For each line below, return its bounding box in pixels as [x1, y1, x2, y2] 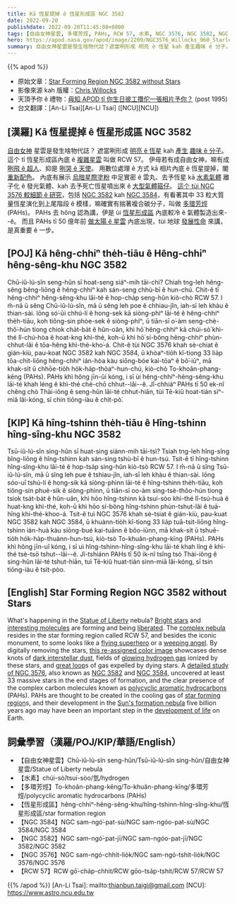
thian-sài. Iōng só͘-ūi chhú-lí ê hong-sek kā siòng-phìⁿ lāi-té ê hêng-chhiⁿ [7, 309, 220, 317]
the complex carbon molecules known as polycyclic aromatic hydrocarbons [7, 684, 227, 692]
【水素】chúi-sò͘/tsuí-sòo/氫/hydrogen [17, 774, 129, 783]
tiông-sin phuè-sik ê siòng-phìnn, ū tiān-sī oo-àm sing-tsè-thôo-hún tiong [7, 487, 223, 495]
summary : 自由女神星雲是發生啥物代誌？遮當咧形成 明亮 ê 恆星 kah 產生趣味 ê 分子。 [7, 43, 231, 50]
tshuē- [200, 526, 220, 535]
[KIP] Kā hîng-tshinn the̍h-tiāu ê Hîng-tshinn [7, 417, 207, 429]
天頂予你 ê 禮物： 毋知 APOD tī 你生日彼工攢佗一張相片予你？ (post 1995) [17, 95, 228, 103]
